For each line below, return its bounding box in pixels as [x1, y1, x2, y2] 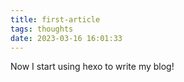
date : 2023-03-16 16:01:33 [10, 33, 123, 43]
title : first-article [10, 14, 101, 25]
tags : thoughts [10, 24, 74, 34]
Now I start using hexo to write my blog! [10, 61, 175, 73]
